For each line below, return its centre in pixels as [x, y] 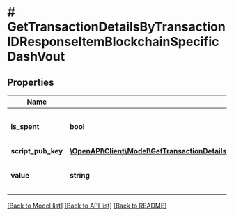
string [80, 175]
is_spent [25, 126]
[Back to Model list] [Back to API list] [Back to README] [87, 206]
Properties [31, 82]
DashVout [36, 57]
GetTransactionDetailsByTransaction [117, 27]
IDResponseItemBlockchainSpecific [113, 42]
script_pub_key [37, 151]
